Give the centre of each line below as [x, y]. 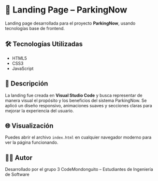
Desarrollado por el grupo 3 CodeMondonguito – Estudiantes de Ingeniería [79, 169]
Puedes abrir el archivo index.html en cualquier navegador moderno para [78, 138]
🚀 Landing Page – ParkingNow [66, 10]
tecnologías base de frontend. [35, 28]
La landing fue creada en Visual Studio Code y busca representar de [74, 95]
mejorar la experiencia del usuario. [39, 111]
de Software [17, 174]
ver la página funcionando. [32, 142]
